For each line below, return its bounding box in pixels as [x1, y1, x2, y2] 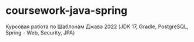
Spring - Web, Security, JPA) [5, 29, 75, 36]
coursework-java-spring [5, 4, 128, 17]
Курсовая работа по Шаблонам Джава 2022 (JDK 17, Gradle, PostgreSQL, [5, 23, 189, 30]
